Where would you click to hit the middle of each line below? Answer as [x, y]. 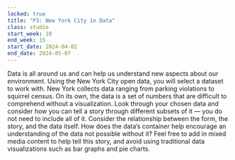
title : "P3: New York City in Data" [61, 21]
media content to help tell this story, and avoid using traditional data [106, 141]
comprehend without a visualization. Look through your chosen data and [113, 103]
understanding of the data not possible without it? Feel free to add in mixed [117, 133]
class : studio [28, 27]
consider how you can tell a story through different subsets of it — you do [115, 111]
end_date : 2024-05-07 [39, 54]
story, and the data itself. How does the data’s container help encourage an [117, 126]
